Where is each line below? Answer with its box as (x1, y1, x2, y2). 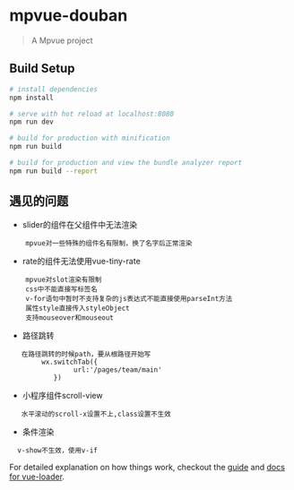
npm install (9, 93, 54, 102)
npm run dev (9, 117, 54, 126)
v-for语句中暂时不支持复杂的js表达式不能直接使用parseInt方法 (25, 294, 233, 303)
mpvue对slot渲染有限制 (25, 275, 102, 284)
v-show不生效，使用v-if (17, 445, 99, 455)
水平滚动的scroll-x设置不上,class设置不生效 (21, 409, 172, 418)
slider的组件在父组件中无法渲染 (22, 219, 137, 229)
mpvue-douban (9, 5, 128, 26)
